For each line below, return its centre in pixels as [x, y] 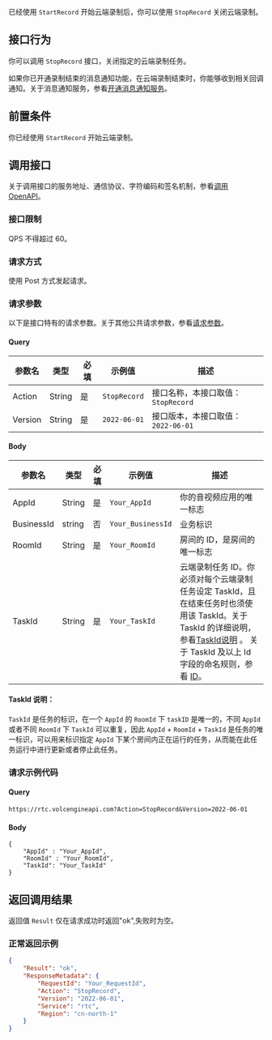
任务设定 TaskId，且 [218, 591]
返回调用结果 [40, 899]
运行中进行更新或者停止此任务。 [68, 749]
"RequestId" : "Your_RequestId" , [92, 983]
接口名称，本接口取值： [196, 393]
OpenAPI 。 [27, 196]
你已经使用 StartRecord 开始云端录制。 [73, 137]
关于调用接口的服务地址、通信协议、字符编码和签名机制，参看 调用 [118, 186]
